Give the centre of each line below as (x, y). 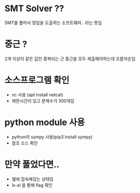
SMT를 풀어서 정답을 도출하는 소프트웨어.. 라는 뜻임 (53, 22)
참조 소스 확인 (25, 143)
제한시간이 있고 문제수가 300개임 (43, 101)
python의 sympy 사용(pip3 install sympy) (52, 137)
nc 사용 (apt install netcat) (37, 95)
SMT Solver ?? (34, 9)
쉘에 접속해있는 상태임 (33, 179)
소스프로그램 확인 (37, 80)
